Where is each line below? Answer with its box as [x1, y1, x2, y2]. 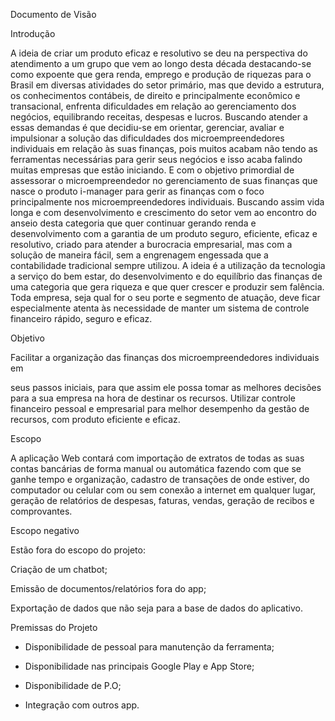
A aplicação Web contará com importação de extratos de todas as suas [10, 452, 305, 464]
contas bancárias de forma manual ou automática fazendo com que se [10, 463, 302, 474]
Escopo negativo [10, 525, 80, 536]
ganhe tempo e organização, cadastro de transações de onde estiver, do [10, 474, 310, 485]
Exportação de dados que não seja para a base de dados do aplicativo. [10, 602, 303, 614]
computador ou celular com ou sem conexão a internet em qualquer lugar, [10, 484, 317, 496]
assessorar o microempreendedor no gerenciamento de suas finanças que [10, 175, 318, 186]
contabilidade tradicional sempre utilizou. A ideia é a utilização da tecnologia [10, 260, 326, 271]
